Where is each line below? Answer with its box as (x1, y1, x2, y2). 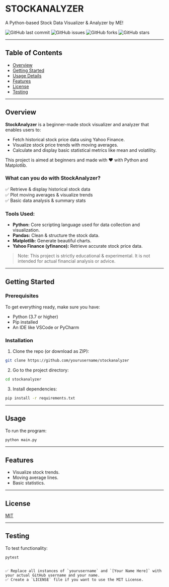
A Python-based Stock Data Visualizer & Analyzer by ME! (5, 20, 124, 26)
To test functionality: (5, 545, 48, 551)
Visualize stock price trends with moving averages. (12, 142, 118, 148)
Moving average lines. (12, 474, 59, 480)
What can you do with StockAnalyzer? (5, 174, 101, 181)
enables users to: (5, 127, 41, 133)
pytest (5, 555, 19, 560)
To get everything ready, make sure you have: (5, 304, 101, 310)
